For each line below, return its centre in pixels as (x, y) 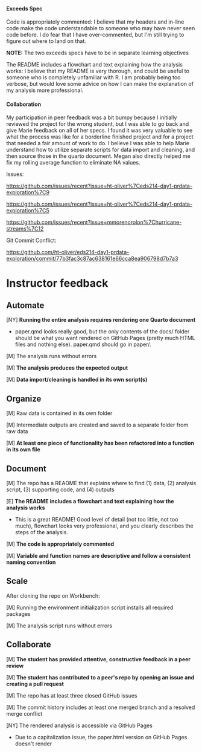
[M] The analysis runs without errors (52, 356)
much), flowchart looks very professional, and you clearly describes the (104, 526)
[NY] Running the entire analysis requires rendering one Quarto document (101, 320)
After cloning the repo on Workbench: (53, 595)
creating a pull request (35, 684)
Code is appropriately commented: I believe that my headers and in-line (95, 22)
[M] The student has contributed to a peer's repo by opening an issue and (100, 677)
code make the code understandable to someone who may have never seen (101, 28)
